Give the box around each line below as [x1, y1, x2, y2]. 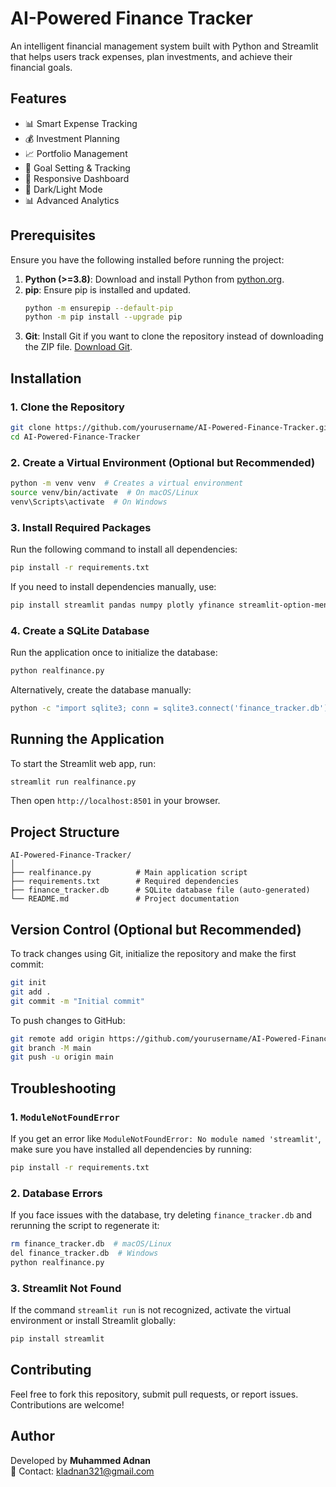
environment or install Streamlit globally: [10, 1315, 177, 1327]
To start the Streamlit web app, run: [10, 757, 157, 769]
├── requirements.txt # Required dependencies [10, 877, 240, 887]
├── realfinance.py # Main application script [10, 868, 248, 878]
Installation [10, 370, 82, 387]
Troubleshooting [10, 1080, 117, 1097]
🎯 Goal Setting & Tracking [24, 162, 131, 174]
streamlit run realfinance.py [10, 777, 137, 787]
